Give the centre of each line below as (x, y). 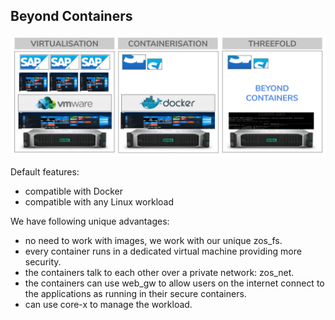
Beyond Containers (71, 16)
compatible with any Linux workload (99, 201)
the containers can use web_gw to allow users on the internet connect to (174, 283)
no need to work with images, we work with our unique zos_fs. (153, 240)
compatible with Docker (73, 191)
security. (43, 261)
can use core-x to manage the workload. (108, 304)
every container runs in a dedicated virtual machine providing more (163, 251)
